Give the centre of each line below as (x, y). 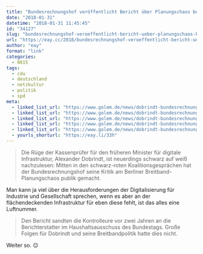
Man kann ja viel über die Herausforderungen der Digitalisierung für (90, 189)
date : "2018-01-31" (31, 17)
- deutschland (29, 79)
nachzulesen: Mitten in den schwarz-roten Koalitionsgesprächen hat (106, 165)
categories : (21, 57)
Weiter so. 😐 (22, 245)
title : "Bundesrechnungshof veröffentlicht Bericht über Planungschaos (98, 12)
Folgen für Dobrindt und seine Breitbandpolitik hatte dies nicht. (99, 233)
